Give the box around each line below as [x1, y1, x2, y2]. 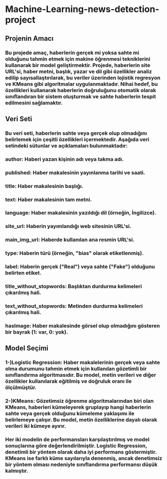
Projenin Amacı [5, 34, 54, 43]
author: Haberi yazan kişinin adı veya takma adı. [5, 155, 124, 162]
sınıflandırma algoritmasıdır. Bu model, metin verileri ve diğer [5, 372, 156, 379]
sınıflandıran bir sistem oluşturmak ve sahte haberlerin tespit [5, 93, 156, 100]
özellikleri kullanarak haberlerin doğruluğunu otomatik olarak [5, 87, 156, 94]
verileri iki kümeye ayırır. [5, 422, 66, 429]
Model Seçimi [5, 344, 49, 353]
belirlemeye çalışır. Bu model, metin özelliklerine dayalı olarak [5, 416, 158, 423]
